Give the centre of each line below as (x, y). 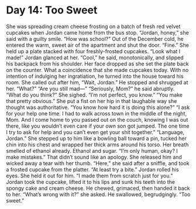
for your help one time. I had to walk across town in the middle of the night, (97, 113)
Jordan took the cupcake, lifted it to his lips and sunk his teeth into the (91, 181)
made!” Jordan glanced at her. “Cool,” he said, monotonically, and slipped (95, 57)
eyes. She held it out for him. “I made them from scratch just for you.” (90, 176)
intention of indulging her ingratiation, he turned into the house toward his (95, 76)
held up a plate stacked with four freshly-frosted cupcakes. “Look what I (93, 51)
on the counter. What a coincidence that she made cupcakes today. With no (97, 70)
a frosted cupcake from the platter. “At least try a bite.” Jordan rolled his (93, 169)
